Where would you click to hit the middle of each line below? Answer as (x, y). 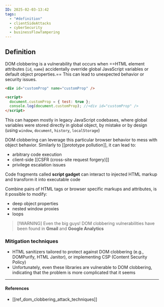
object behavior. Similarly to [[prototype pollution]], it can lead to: (71, 145)
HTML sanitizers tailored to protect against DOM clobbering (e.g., (78, 252)
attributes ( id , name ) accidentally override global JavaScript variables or (77, 69)
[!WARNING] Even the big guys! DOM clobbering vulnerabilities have (86, 224)
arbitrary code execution (37, 155)
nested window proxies (36, 209)
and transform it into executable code (43, 180)
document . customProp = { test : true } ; (50, 102)
